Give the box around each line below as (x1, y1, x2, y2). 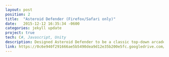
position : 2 (5, 12, 30, 17)
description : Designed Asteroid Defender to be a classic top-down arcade (5, 40, 165, 45)
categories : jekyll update (5, 26, 62, 31)
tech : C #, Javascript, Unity (5, 35, 66, 40)
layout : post (5, 7, 33, 12)
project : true (5, 30, 35, 35)
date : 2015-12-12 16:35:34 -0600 (5, 21, 80, 26)
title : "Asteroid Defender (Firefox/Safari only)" (5, 16, 116, 21)
